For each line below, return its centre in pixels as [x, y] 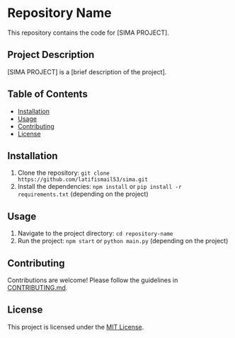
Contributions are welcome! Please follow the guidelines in [93, 280]
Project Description [51, 55]
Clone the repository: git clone [63, 173]
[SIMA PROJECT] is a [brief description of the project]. [87, 71]
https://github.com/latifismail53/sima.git [83, 180]
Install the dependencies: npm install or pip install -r [99, 187]
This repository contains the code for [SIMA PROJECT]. [88, 33]
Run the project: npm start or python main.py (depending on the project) [123, 241]
